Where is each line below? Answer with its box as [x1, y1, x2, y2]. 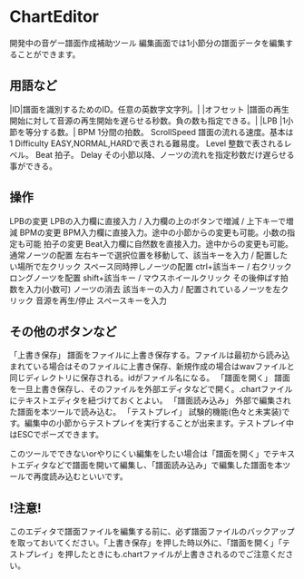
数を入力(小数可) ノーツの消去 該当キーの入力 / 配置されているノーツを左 [9, 283, 281, 294]
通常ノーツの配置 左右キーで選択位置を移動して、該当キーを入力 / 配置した [9, 250, 289, 260]
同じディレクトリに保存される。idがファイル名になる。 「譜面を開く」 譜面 [9, 372, 290, 383]
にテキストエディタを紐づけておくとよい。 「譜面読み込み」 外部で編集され [9, 395, 292, 406]
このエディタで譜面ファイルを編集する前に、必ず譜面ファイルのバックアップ [9, 526, 295, 537]
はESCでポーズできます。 [9, 429, 104, 440]
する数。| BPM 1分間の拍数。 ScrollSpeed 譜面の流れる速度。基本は [40, 126, 294, 137]
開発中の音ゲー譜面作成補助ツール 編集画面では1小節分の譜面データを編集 [9, 37, 286, 48]
